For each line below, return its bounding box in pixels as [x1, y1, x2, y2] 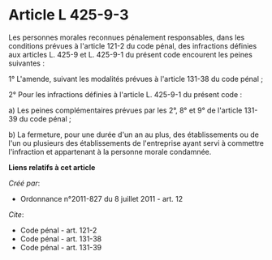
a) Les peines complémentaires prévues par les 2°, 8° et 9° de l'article [8, 105, 243, 115]
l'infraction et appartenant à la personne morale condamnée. [8, 147, 212, 156]
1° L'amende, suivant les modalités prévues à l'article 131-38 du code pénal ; [8, 74, 264, 83]
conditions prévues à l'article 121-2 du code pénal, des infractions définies [8, 40, 257, 50]
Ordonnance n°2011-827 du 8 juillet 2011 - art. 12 [19, 194, 183, 203]
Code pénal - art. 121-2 [19, 225, 97, 235]
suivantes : [8, 58, 45, 68]
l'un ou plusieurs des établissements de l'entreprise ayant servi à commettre [8, 138, 264, 147]
